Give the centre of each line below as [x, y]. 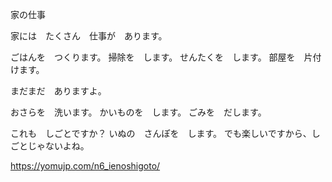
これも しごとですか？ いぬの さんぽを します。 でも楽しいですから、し [165, 133]
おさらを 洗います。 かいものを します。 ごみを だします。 [138, 112]
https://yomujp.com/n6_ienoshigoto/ [85, 166]
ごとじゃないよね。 [50, 146]
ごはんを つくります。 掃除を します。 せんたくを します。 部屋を [153, 57]
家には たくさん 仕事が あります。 [89, 36]
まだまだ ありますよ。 [58, 91]
